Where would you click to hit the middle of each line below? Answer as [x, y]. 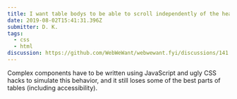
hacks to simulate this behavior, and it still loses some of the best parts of [114, 80]
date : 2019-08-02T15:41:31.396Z [55, 20]
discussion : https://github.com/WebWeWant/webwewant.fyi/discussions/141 [118, 53]
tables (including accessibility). [52, 88]
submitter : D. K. [33, 27]
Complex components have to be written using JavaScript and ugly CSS [112, 73]
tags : [15, 33]
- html [23, 46]
